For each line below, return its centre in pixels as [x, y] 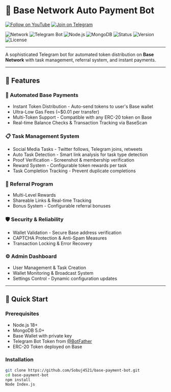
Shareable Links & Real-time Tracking [52, 200]
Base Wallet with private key [42, 335]
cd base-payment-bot [27, 375]
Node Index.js [20, 384]
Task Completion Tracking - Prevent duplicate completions [74, 171]
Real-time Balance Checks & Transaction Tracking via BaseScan [80, 122]
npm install [18, 380]
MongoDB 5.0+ [28, 330]
